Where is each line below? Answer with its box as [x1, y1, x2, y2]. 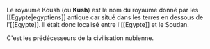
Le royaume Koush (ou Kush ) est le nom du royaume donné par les [6, 6, 199, 14]
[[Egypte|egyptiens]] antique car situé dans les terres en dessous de [6, 13, 204, 21]
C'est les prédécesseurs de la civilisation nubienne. [6, 34, 154, 42]
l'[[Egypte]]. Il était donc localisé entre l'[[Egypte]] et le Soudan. [6, 21, 189, 28]
